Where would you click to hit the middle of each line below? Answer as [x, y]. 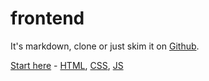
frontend [47, 18]
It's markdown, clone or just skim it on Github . [105, 46]
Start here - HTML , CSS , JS [67, 65]
